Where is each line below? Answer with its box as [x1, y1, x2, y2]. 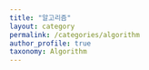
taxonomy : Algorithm [9, 47, 88, 56]
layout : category [9, 22, 75, 31]
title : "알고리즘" [9, 13, 72, 23]
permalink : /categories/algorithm [9, 30, 141, 39]
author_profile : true [9, 38, 92, 48]
